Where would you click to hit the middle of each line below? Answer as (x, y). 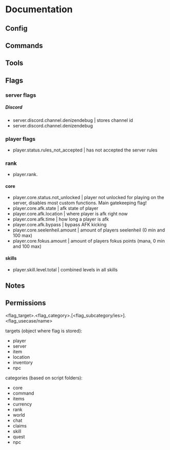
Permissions (26, 303)
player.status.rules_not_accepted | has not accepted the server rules (85, 150)
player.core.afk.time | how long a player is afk (61, 219)
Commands (24, 45)
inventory (23, 362)
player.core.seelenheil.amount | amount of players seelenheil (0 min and (89, 230)
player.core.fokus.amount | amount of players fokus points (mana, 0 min (89, 241)
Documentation (39, 9)
